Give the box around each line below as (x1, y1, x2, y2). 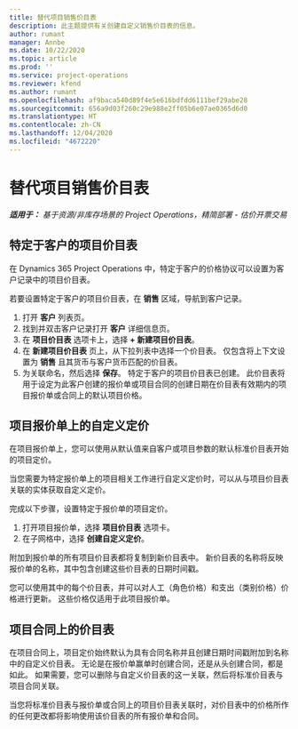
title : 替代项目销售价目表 (9, 12, 98, 22)
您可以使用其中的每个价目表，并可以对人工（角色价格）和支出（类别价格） (9, 582, 281, 593)
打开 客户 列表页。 (21, 312, 90, 323)
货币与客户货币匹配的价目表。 (73, 356, 183, 367)
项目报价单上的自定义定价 (9, 418, 149, 433)
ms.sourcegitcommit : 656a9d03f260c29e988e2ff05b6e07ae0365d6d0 (9, 104, 248, 113)
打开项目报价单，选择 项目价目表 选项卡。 (21, 522, 175, 533)
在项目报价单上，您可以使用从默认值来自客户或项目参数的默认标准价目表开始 (9, 444, 289, 454)
